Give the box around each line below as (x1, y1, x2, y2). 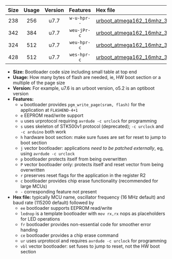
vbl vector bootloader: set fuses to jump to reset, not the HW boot (20, 243, 160, 249)
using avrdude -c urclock (20, 151, 75, 156)
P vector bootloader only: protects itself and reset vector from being (20, 162, 164, 167)
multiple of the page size (12, 79, 66, 86)
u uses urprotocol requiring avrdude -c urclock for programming (20, 118, 157, 124)
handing (20, 227, 38, 233)
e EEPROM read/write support (20, 112, 83, 118)
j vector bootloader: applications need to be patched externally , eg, (20, 145, 164, 151)
